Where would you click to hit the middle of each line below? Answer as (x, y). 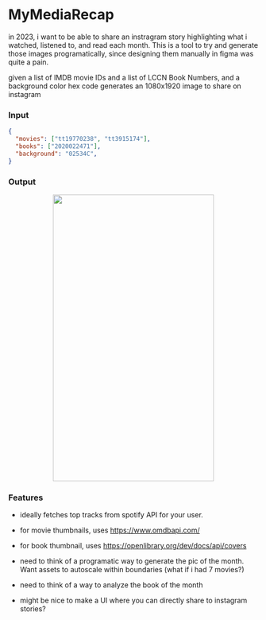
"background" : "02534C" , (56, 154)
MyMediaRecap (61, 15)
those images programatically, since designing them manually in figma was (131, 53)
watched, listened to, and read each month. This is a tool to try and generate (133, 45)
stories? (33, 609)
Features (26, 497)
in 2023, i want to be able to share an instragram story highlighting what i (128, 37)
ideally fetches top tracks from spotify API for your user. (112, 515)
